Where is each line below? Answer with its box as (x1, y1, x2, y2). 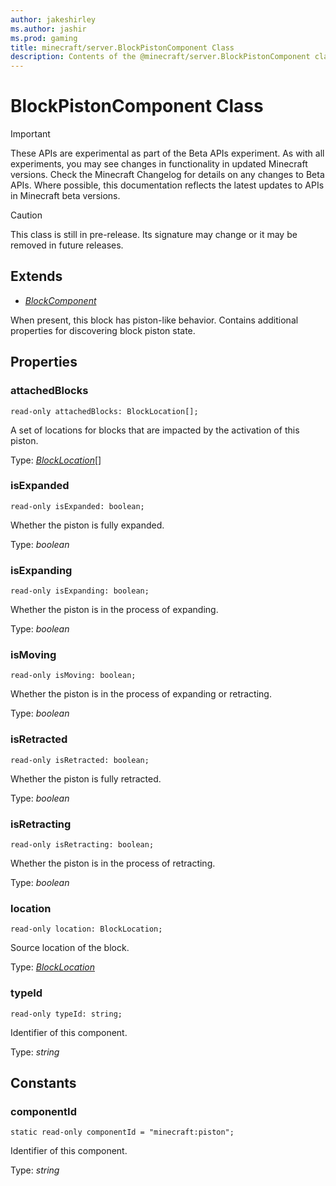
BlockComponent (24, 294, 97, 306)
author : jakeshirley (10, 14, 97, 25)
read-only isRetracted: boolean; (10, 755, 150, 765)
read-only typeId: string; (10, 1009, 123, 1019)
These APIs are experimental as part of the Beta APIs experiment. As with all (10, 147, 325, 160)
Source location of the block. (10, 942, 130, 954)
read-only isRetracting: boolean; (10, 840, 155, 850)
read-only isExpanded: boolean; (10, 501, 145, 511)
